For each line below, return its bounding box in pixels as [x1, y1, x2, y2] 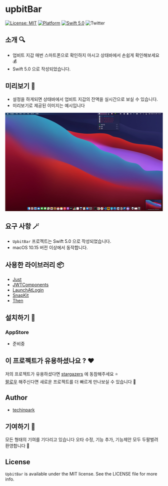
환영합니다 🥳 [5, 443, 30, 449]
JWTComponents [12, 282, 49, 288]
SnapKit [12, 292, 29, 298]
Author [5, 394, 27, 402]
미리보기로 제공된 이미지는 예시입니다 [12, 102, 85, 108]
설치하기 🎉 [5, 313, 36, 322]
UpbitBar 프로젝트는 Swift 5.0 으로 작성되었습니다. [12, 238, 111, 244]
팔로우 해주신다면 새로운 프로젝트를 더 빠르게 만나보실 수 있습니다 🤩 [5, 379, 136, 385]
